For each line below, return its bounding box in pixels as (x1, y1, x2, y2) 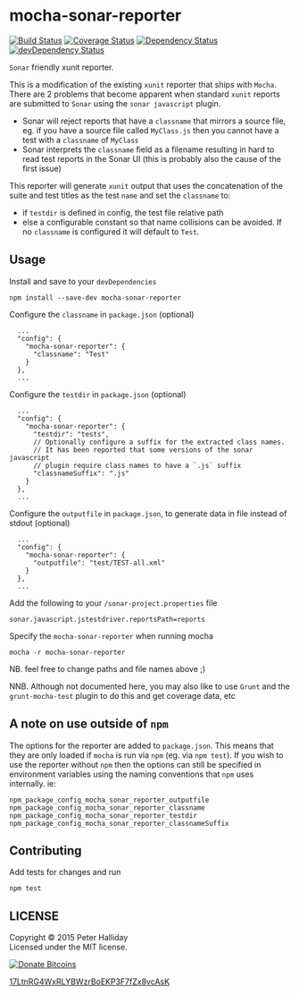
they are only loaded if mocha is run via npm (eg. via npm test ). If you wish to (9, 749, 284, 761)
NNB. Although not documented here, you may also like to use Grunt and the (9, 681, 290, 692)
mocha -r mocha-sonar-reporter (9, 648, 126, 657)
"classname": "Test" (32, 350, 110, 359)
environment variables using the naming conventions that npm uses (9, 769, 254, 779)
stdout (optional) (9, 517, 71, 528)
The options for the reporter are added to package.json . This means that (9, 740, 274, 751)
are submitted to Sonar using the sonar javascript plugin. (9, 98, 221, 108)
